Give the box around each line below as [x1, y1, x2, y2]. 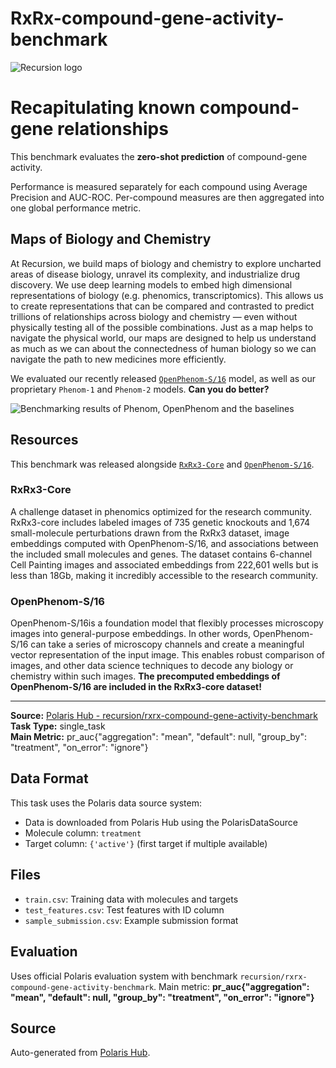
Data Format [10, 770, 89, 787]
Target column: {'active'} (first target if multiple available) [24, 837, 268, 849]
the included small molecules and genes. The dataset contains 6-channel [10, 548, 313, 560]
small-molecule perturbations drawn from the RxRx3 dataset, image [10, 527, 290, 539]
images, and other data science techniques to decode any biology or [10, 660, 294, 672]
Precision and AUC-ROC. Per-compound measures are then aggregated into [10, 191, 325, 203]
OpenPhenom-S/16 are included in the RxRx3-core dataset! [10, 681, 262, 693]
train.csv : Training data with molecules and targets [24, 893, 239, 905]
